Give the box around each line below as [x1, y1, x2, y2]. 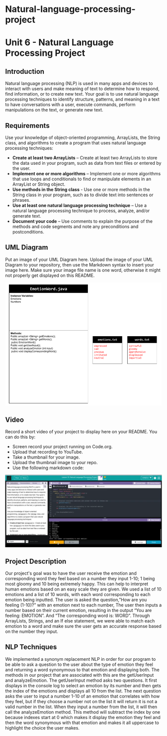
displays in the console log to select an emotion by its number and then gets [5, 682, 162, 688]
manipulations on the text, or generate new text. [5, 107, 103, 113]
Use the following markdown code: [12, 465, 84, 471]
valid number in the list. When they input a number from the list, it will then [5, 704, 158, 710]
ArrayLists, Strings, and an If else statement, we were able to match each [5, 618, 155, 624]
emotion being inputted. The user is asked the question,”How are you [5, 597, 147, 603]
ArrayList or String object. [12, 181, 66, 187]
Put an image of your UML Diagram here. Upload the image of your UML [5, 256, 153, 262]
